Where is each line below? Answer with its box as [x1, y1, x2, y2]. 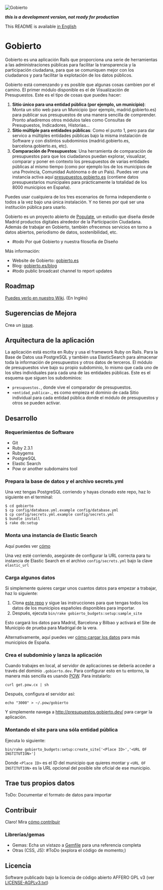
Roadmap [5, 282, 35, 290]
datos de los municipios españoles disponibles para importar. [12, 605, 135, 611]
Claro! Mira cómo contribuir [5, 819, 60, 825]
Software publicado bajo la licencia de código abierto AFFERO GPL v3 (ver [5, 874, 155, 880]
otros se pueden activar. [12, 400, 61, 406]
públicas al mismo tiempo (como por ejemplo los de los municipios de [12, 163, 152, 169]
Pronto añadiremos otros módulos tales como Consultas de [12, 117, 131, 123]
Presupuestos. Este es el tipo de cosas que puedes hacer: [5, 92, 122, 98]
